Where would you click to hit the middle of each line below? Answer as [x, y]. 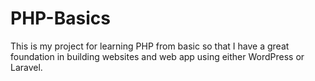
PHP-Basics [60, 18]
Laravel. [26, 67]
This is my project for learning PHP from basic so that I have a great [150, 46]
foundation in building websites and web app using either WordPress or [157, 56]
